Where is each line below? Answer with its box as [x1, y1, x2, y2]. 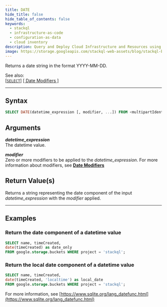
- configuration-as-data [9, 35, 61, 40]
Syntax [5, 97, 28, 105]
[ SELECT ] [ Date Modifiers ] [5, 78, 59, 84]
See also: [5, 72, 24, 78]
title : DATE [5, 7, 30, 12]
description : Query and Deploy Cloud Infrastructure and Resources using [5, 44, 162, 49]
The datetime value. [5, 142, 46, 148]
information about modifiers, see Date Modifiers [5, 162, 104, 168]
